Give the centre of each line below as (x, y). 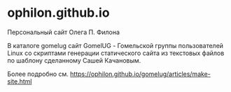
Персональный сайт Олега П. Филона (64, 32)
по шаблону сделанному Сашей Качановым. (74, 60)
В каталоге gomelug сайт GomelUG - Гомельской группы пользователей (115, 45)
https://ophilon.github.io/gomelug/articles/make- (140, 74)
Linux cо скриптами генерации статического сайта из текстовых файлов (116, 53)
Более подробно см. (38, 74)
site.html (20, 81)
